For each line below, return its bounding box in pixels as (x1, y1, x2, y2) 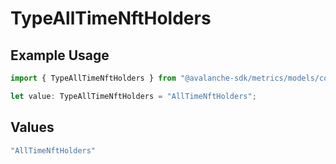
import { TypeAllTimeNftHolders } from (10, 73, 177, 83)
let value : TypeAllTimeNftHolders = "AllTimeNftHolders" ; (10, 91, 257, 101)
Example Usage (10, 47, 110, 64)
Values (10, 119, 55, 136)
